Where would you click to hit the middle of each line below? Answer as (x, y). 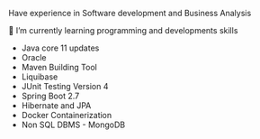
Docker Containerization (67, 115)
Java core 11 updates (60, 48)
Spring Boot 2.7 (50, 96)
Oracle (34, 57)
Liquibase (40, 77)
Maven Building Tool (59, 67)
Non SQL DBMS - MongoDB (73, 125)
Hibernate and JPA (56, 106)
